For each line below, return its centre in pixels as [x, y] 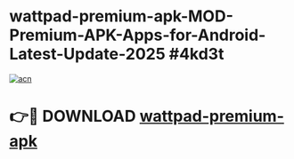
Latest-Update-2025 [88, 54]
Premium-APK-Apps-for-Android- [138, 35]
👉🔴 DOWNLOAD [73, 116]
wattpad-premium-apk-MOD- [122, 16]
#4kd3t [196, 54]
